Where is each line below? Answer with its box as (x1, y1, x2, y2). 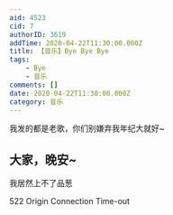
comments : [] (9, 80, 59, 89)
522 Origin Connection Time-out (9, 196, 131, 207)
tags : (9, 55, 30, 64)
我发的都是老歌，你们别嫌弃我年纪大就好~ (9, 123, 165, 134)
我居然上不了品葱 (9, 178, 73, 189)
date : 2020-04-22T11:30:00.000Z (9, 89, 131, 98)
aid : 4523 (9, 13, 47, 23)
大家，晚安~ (9, 152, 77, 167)
